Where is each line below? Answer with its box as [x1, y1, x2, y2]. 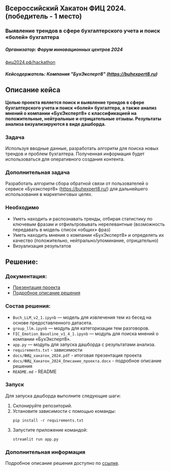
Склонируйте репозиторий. [12, 403, 72, 409]
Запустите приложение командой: [12, 427, 88, 433]
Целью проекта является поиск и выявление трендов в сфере [5, 99, 145, 105]
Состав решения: [5, 303, 51, 310]
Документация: [5, 272, 47, 280]
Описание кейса [5, 86, 61, 94]
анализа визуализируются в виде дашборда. [5, 121, 106, 127]
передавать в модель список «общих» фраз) [12, 227, 111, 233]
